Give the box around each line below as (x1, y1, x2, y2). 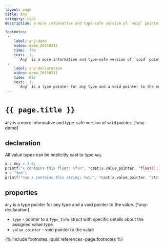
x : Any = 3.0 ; (5, 161, 36, 166)
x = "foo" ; (5, 171, 27, 176)
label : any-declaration (14, 66, 62, 71)
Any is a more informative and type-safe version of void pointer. (5, 119, 133, 125)
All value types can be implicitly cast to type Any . (5, 152, 103, 158)
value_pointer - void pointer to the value (12, 226, 94, 232)
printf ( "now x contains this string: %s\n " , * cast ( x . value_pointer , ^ (5, 175, 152, 180)
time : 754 (14, 47, 36, 53)
